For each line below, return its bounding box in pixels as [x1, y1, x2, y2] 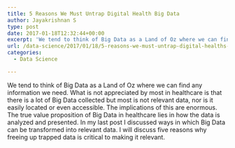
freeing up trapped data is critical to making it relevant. [7, 133, 166, 141]
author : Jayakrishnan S [7, 17, 77, 24]
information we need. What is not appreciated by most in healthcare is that [7, 88, 222, 96]
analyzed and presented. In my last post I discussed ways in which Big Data [7, 118, 226, 126]
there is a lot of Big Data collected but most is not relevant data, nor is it [7, 96, 213, 104]
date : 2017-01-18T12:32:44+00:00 [7, 29, 105, 37]
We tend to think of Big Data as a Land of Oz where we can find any [7, 81, 203, 89]
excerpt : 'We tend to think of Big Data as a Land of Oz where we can [7, 36, 218, 43]
